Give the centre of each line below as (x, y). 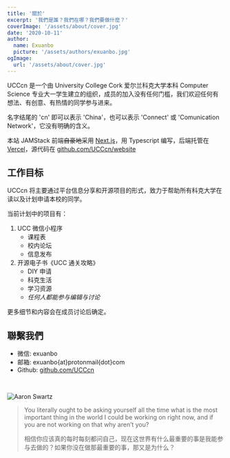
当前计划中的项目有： (37, 214)
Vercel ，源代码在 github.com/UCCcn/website (72, 149)
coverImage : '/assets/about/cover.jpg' (64, 26)
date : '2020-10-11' (35, 33)
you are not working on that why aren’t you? (86, 425)
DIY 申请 (39, 271)
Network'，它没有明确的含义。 (51, 125)
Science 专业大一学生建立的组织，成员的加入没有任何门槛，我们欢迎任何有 (113, 94)
